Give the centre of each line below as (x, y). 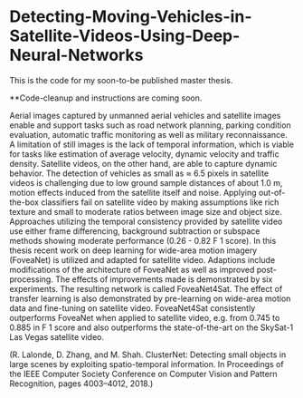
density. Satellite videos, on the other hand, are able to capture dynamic (143, 163)
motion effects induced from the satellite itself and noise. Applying (133, 192)
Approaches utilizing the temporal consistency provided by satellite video (146, 221)
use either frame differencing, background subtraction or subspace (135, 231)
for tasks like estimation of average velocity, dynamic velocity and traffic (144, 154)
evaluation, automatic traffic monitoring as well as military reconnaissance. (148, 134)
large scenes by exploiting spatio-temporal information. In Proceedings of (147, 364)
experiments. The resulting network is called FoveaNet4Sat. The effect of (146, 288)
